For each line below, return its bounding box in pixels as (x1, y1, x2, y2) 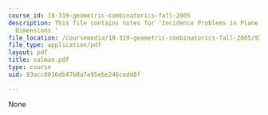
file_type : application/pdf (8, 41, 102, 49)
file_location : (8, 33, 59, 42)
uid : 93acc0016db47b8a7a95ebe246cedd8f (8, 71, 141, 79)
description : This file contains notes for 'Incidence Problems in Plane (8, 19, 259, 27)
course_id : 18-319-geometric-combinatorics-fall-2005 (8, 11, 191, 20)
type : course (8, 63, 52, 71)
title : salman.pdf (8, 56, 69, 64)
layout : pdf (8, 48, 48, 56)
